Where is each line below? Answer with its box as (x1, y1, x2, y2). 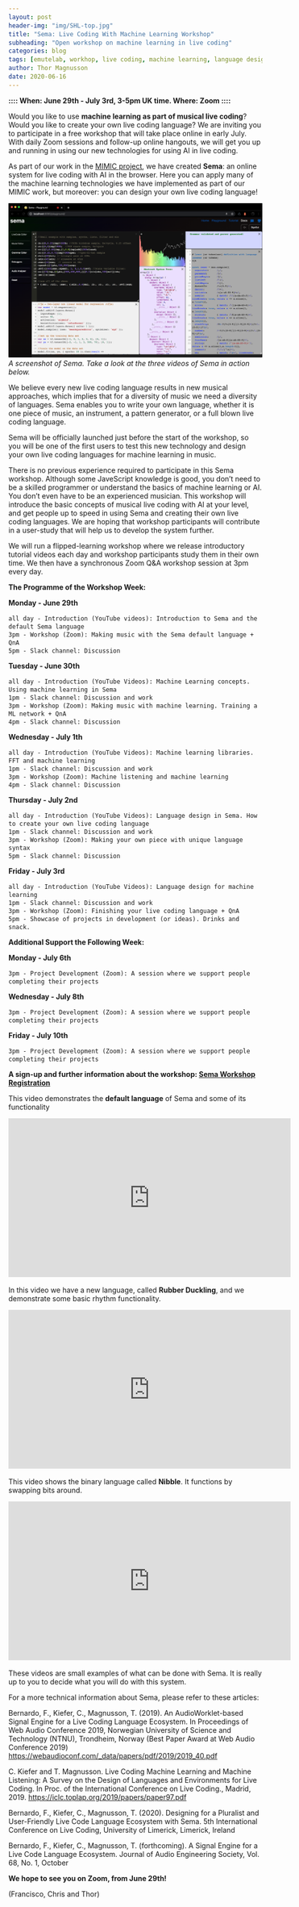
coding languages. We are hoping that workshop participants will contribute (8, 517, 260, 527)
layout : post (8, 13, 52, 21)
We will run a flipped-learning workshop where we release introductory (8, 541, 245, 551)
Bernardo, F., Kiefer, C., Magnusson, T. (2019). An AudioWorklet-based (8, 1709, 244, 1718)
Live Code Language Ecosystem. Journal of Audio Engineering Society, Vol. (8, 1850, 260, 1859)
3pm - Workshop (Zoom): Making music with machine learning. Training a (8, 702, 258, 710)
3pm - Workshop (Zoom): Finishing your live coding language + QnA (8, 908, 240, 916)
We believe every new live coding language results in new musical (8, 383, 228, 393)
